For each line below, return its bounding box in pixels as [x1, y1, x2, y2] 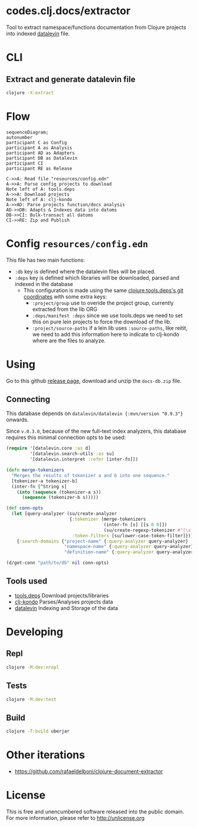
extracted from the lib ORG [32, 306, 98, 313]
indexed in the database [14, 280, 74, 287]
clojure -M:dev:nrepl [6, 664, 60, 670]
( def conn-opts [6, 505, 44, 511]
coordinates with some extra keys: [23, 293, 107, 300]
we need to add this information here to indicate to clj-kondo [32, 330, 180, 338]
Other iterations [6, 748, 85, 762]
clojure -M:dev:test [6, 696, 57, 702]
